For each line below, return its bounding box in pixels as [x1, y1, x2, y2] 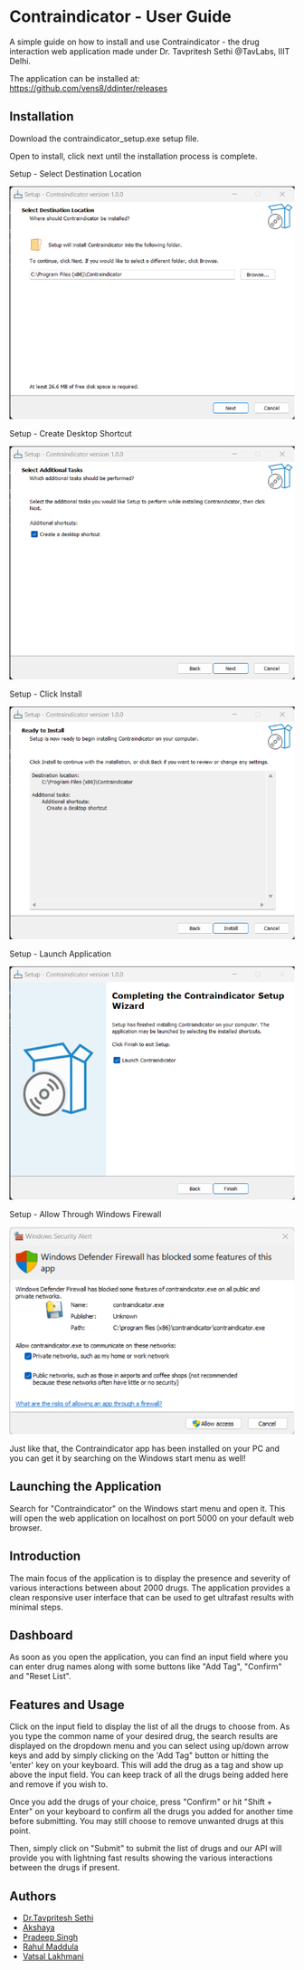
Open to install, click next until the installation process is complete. [9, 150, 258, 161]
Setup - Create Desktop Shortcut [9, 428, 132, 439]
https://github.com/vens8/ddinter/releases [9, 82, 168, 93]
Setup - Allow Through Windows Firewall [9, 1209, 162, 1219]
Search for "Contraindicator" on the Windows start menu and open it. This [9, 1503, 286, 1514]
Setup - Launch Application [9, 948, 111, 959]
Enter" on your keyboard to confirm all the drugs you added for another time [9, 1806, 294, 1817]
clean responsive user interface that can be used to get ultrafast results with [9, 1591, 294, 1602]
